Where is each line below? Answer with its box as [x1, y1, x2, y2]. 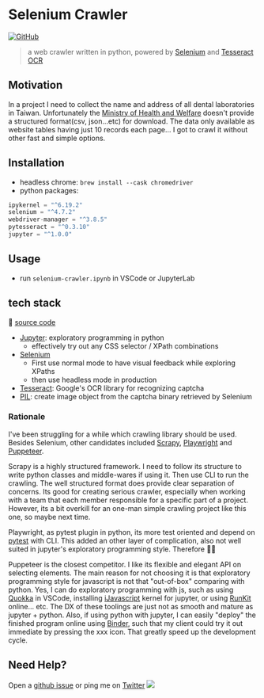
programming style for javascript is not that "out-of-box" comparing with [8, 576, 245, 585]
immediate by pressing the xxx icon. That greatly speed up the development [8, 627, 256, 636]
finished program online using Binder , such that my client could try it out [8, 618, 243, 627]
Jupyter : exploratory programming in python [19, 333, 164, 342]
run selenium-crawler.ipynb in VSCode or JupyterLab [19, 273, 195, 283]
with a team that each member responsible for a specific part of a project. [8, 495, 249, 505]
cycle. [8, 635, 28, 645]
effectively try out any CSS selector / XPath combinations [31, 341, 219, 350]
